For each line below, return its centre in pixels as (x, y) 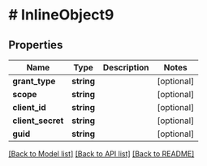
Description (126, 68)
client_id (29, 107)
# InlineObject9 (61, 15)
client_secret (38, 121)
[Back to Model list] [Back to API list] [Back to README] (101, 154)
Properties (36, 45)
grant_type (34, 81)
